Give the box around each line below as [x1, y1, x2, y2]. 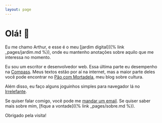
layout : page [5, 7, 32, 12]
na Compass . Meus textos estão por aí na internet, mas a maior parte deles [5, 69, 155, 75]
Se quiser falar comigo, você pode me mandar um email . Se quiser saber [5, 98, 151, 104]
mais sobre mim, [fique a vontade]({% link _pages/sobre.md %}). [5, 103, 135, 109]
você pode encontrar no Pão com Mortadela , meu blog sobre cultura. [5, 74, 144, 80]
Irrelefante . [5, 88, 27, 94]
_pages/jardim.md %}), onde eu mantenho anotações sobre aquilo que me [5, 49, 154, 55]
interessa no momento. [5, 54, 51, 60]
